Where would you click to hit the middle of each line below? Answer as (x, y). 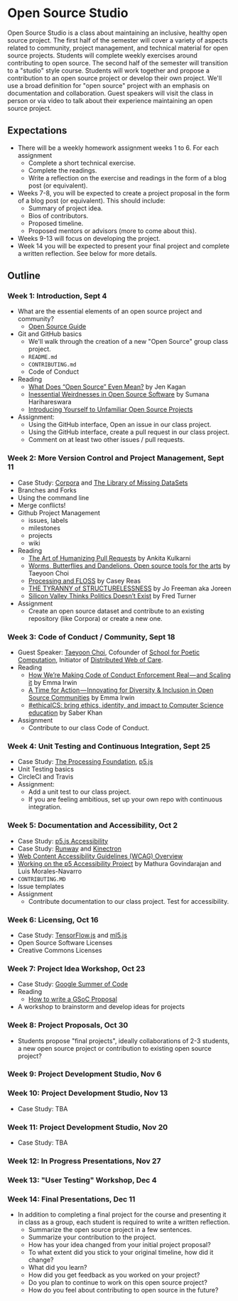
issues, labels (48, 520)
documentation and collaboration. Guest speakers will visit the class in (110, 93)
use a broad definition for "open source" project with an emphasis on (108, 85)
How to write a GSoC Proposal (72, 999)
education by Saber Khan (65, 713)
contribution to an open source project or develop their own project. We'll (115, 78)
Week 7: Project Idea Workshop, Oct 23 (76, 968)
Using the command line (53, 497)
